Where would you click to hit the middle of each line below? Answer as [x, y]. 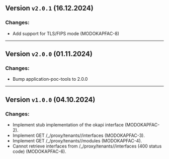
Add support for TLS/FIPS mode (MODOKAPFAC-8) [66, 33]
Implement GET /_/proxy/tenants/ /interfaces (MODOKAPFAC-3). [78, 135]
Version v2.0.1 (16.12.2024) [50, 8]
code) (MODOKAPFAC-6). [39, 151]
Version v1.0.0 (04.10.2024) [50, 100]
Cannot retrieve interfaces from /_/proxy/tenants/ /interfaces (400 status [87, 146]
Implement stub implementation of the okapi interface [68, 125]
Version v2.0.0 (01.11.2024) [49, 54]
